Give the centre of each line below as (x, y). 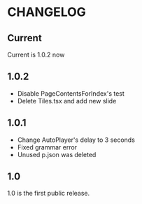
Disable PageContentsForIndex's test (71, 93)
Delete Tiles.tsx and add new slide (67, 101)
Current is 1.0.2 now (36, 54)
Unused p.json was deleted (57, 154)
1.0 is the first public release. (49, 194)
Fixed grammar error (47, 147)
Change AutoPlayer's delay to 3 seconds (76, 140)
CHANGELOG (47, 12)
